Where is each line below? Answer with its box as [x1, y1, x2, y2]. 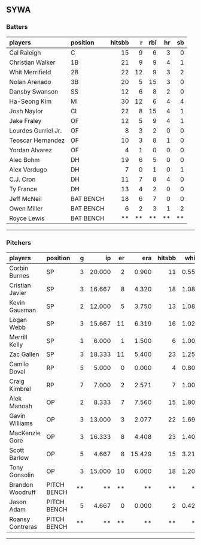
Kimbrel [9, 384, 31, 393]
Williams [9, 419, 33, 427]
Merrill [9, 333, 28, 341]
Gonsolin [9, 471, 35, 479]
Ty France [9, 185, 38, 193]
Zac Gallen [9, 350, 39, 359]
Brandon [9, 480, 33, 489]
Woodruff [9, 488, 36, 496]
